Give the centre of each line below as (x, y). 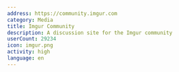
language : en (26, 58)
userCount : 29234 (32, 39)
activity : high (29, 52)
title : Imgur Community (41, 26)
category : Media (30, 20)
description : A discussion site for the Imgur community (90, 33)
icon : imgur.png (30, 45)
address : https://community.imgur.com (62, 13)
